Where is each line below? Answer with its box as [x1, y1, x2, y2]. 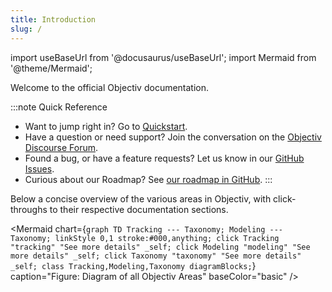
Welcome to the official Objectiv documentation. [10, 81, 210, 93]
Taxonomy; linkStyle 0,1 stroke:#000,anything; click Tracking [10, 233, 280, 243]
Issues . [24, 162, 55, 175]
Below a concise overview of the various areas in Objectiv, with [10, 192, 272, 205]
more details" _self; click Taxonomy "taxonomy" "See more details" [10, 251, 302, 261]
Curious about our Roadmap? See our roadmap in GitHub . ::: [24, 173, 273, 185]
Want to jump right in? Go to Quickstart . [24, 120, 188, 132]
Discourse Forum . [24, 141, 99, 153]
